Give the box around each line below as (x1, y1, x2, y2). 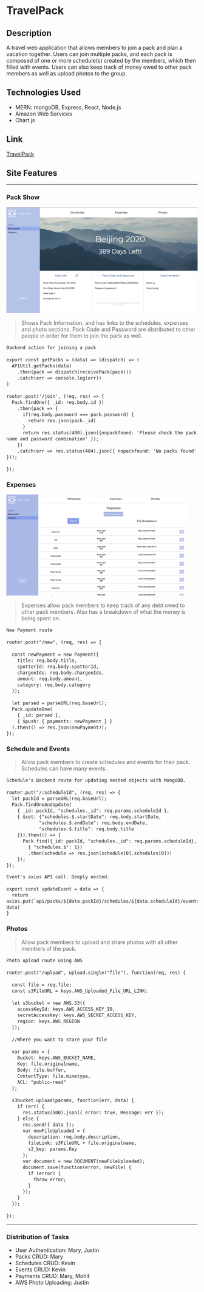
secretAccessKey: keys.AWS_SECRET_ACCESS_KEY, (17, 1012, 137, 1018)
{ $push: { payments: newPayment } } (17, 718, 113, 724)
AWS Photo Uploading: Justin (15, 1279, 89, 1286)
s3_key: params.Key (28, 1146, 78, 1152)
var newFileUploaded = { (22, 1128, 86, 1134)
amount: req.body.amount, (17, 676, 83, 682)
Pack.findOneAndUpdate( (12, 802, 72, 808)
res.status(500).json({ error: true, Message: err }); (22, 1110, 165, 1116)
